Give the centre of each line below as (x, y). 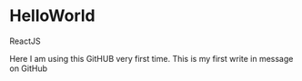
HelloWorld (52, 16)
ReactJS (25, 41)
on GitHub (29, 68)
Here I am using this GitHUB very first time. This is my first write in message (151, 58)
